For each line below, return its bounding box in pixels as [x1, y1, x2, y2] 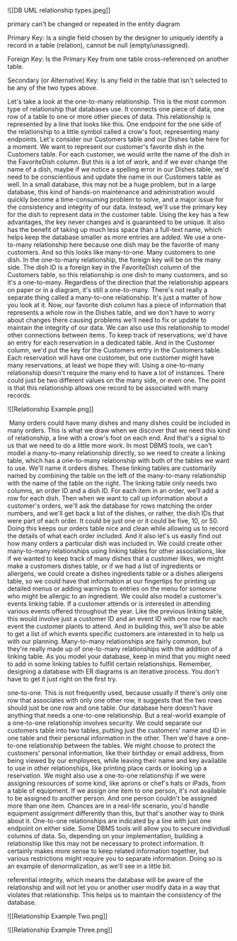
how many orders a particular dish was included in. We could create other [7, 539, 223, 547]
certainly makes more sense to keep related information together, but [7, 847, 209, 855]
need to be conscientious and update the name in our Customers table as [7, 173, 221, 181]
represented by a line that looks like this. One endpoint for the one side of [7, 120, 221, 128]
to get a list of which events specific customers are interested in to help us [7, 630, 224, 637]
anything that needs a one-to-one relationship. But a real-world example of [7, 711, 226, 719]
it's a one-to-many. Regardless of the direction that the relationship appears [7, 278, 229, 286]
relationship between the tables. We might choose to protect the [28, 741, 216, 750]
